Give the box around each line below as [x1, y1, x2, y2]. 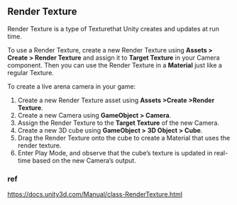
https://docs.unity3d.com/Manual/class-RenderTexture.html [7, 190, 183, 199]
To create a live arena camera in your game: [7, 82, 136, 91]
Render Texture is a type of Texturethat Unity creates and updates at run [7, 24, 220, 33]
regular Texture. [7, 68, 55, 77]
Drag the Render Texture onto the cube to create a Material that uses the [17, 133, 231, 142]
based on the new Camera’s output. [32, 156, 136, 165]
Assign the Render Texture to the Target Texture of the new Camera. [17, 118, 220, 127]
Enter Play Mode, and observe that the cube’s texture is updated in [17, 148, 213, 157]
